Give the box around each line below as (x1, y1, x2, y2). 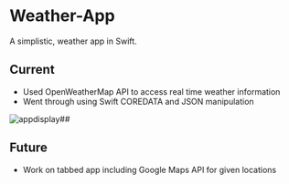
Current (9, 62, 55, 77)
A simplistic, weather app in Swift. (9, 36, 137, 46)
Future (9, 140, 48, 156)
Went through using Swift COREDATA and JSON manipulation (22, 96, 254, 107)
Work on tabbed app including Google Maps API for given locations (22, 164, 277, 175)
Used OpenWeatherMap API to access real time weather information (22, 86, 281, 97)
